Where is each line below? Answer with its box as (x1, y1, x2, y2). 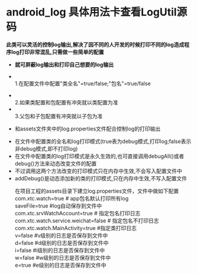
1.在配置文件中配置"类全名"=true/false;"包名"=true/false (14, 79, 151, 87)
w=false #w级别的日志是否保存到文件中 (14, 254, 111, 261)
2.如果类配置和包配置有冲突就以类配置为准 (14, 98, 118, 106)
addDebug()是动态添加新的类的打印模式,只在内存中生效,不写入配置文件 (14, 174, 188, 181)
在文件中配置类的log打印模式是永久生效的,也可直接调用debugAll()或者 (14, 152, 185, 160)
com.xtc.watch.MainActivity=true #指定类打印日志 (14, 224, 137, 231)
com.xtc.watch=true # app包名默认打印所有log (14, 195, 129, 202)
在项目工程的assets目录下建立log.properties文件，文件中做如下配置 (14, 187, 179, 195)
